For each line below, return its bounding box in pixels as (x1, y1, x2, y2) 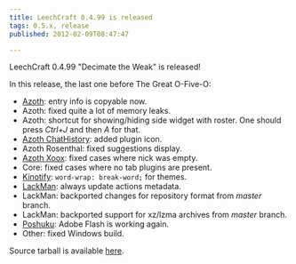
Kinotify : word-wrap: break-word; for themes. (21, 172, 188, 182)
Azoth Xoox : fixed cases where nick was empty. (21, 153, 198, 164)
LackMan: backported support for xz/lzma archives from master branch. (21, 210, 287, 220)
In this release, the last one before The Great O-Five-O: (9, 79, 212, 90)
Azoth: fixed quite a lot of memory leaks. (21, 106, 172, 116)
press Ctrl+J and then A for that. (21, 124, 140, 135)
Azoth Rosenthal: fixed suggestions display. (21, 143, 182, 154)
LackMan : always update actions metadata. (21, 181, 182, 192)
